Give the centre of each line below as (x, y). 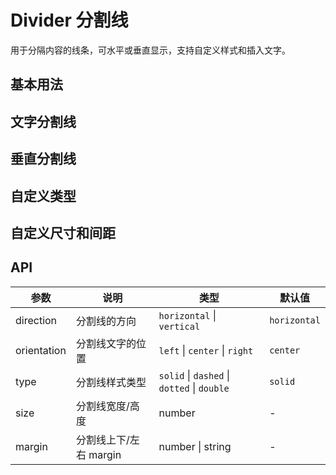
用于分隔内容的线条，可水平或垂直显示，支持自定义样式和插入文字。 (150, 50)
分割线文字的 (106, 343)
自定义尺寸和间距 (63, 232)
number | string (195, 446)
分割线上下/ (102, 439)
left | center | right (206, 350)
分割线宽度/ (102, 406)
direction (36, 320)
